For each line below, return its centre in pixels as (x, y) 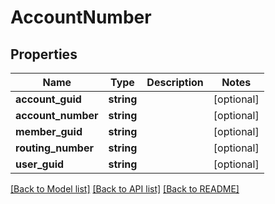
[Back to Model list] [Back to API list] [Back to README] (125, 189)
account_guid (48, 99)
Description (175, 82)
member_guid (49, 131)
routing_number (54, 148)
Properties (44, 54)
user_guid (40, 164)
